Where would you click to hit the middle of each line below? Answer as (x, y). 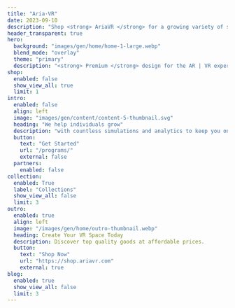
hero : (15, 40)
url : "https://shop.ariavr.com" (67, 261)
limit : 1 (26, 92)
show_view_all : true (43, 85)
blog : (15, 274)
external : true (42, 267)
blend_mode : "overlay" (47, 53)
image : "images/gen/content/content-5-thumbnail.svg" (93, 118)
